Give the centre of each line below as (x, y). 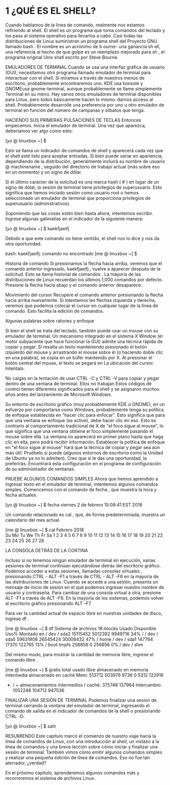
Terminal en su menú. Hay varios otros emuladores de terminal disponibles (83, 94)
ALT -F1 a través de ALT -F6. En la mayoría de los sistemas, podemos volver (84, 598)
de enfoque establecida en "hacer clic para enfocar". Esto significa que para (85, 415)
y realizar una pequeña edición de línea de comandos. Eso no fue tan (78, 757)
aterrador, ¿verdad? (26, 763)
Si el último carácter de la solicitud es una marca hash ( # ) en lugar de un (82, 182)
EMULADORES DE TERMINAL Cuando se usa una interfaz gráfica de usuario (85, 67)
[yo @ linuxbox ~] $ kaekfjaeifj (37, 228)
